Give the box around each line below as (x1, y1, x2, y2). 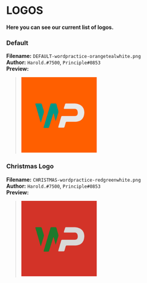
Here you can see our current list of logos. (6, 24, 114, 31)
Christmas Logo (6, 162, 54, 171)
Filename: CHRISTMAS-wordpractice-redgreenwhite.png (6, 176, 142, 183)
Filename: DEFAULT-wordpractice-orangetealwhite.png (6, 52, 142, 60)
